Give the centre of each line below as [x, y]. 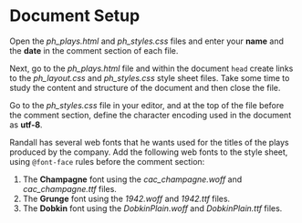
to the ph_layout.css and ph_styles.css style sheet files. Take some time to [150, 77]
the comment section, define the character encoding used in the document [151, 115]
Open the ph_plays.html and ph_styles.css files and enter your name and [147, 41]
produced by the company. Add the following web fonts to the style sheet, [149, 152]
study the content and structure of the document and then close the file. [145, 87]
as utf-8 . [26, 125]
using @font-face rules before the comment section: [107, 161]
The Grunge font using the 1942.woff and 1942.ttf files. [126, 198]
